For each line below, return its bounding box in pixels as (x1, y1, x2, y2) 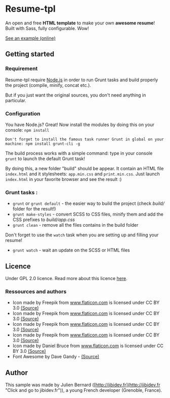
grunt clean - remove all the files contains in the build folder (12, 222, 139, 228)
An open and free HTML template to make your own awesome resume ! (5, 20, 155, 26)
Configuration (5, 110, 40, 117)
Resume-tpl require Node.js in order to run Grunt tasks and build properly (5, 77, 158, 83)
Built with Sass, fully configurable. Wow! (5, 25, 90, 31)
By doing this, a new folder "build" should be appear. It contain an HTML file (5, 165, 164, 171)
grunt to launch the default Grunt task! (5, 156, 85, 162)
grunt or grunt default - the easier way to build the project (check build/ (12, 200, 164, 206)
